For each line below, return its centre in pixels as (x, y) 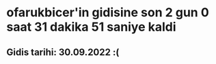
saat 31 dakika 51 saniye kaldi (91, 27)
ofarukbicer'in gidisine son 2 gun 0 (108, 13)
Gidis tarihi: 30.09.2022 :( (63, 52)
